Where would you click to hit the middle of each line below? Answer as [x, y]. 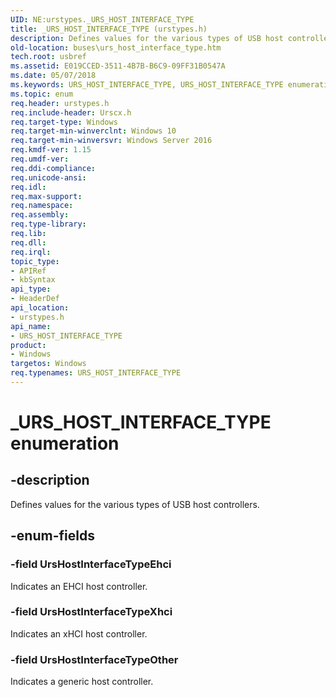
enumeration [65, 443]
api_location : [40, 308]
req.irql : [31, 252]
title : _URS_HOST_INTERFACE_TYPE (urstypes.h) [109, 29]
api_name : [31, 326]
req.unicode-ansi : [48, 177]
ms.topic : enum [42, 94]
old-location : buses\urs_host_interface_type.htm [116, 47]
